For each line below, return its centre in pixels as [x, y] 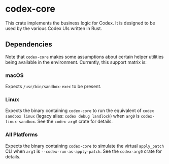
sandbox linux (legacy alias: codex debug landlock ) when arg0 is [73, 116]
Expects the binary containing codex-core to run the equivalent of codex [80, 111]
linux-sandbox [20, 122]
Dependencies [29, 45]
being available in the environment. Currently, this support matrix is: [76, 62]
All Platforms [22, 134]
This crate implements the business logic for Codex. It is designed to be [80, 23]
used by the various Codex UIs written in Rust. [54, 28]
